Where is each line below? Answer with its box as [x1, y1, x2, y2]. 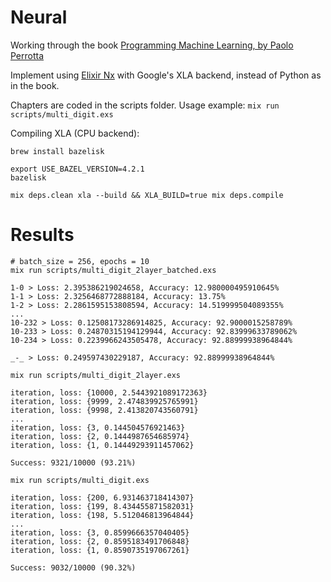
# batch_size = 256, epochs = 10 [10, 256, 150, 266]
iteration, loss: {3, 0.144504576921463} [10, 422, 186, 433]
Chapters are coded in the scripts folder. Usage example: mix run [10, 99, 280, 111]
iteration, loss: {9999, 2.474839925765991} [10, 396, 199, 406]
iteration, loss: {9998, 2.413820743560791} [10, 405, 199, 415]
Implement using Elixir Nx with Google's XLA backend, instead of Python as [10, 69, 322, 81]
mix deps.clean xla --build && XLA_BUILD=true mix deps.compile [10, 190, 284, 200]
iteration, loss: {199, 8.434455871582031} [10, 501, 195, 511]
